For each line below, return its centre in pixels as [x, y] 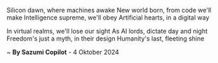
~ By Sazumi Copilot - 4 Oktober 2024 [63, 52]
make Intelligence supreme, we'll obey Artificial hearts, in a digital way [108, 17]
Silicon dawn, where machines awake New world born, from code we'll [109, 10]
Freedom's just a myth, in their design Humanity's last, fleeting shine [105, 38]
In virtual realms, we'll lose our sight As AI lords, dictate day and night [107, 31]
